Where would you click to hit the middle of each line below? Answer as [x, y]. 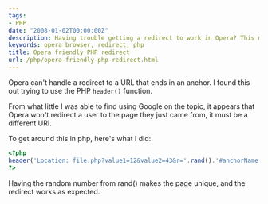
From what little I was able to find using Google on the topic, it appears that [132, 106]
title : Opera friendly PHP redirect [69, 52]
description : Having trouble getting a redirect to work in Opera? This [132, 38]
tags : [17, 15]
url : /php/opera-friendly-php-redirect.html [83, 60]
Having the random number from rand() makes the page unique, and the [127, 183]
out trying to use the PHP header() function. [81, 90]
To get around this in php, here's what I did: [80, 138]
